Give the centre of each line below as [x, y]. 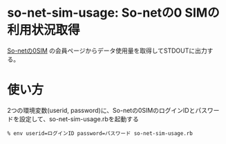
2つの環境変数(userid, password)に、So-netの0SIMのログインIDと [101, 110]
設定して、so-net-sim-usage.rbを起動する [79, 119]
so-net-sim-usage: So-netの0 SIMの [113, 13]
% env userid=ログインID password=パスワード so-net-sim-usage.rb [100, 133]
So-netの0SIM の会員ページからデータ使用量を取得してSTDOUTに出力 [107, 51]
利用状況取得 [44, 30]
